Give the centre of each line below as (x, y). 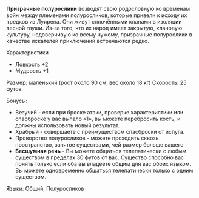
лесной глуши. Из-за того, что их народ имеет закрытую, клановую (94, 28)
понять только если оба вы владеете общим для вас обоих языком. (103, 164)
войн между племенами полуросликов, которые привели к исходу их (97, 15)
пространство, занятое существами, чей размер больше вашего (99, 144)
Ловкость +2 (32, 64)
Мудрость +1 (32, 71)
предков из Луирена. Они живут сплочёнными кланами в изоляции (94, 21)
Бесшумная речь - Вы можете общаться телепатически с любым (101, 151)
